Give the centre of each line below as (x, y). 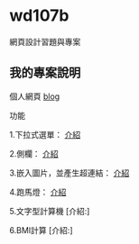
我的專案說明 (45, 73)
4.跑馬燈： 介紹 (38, 192)
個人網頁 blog (35, 96)
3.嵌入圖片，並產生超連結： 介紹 (69, 173)
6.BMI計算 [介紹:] (41, 230)
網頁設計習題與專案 (45, 41)
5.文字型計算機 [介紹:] (50, 211)
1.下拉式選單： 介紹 (45, 134)
